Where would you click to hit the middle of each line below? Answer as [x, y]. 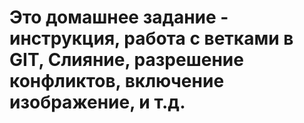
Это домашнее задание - [119, 17]
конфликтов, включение [117, 81]
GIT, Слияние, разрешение [126, 60]
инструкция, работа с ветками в [151, 38]
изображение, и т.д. [97, 102]
